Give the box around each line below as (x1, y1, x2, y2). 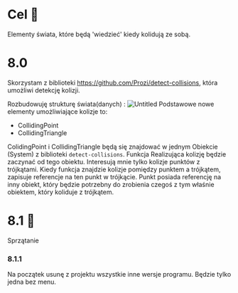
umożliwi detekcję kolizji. (7, 85, 80, 95)
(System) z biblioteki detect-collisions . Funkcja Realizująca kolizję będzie (7, 149, 227, 159)
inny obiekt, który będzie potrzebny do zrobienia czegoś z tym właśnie (7, 180, 215, 188)
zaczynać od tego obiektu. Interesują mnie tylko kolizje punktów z (7, 157, 200, 166)
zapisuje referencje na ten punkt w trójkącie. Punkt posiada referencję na (7, 172, 222, 181)
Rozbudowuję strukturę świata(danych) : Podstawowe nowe (7, 100, 215, 108)
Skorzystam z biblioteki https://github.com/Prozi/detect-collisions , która (7, 78, 218, 87)
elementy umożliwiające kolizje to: (7, 107, 108, 116)
